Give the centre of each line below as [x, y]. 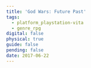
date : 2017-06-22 [28, 56]
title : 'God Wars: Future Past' [46, 12]
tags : [13, 17]
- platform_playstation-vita [48, 22]
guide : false [22, 45]
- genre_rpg [26, 28]
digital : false [25, 34]
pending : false [25, 50]
